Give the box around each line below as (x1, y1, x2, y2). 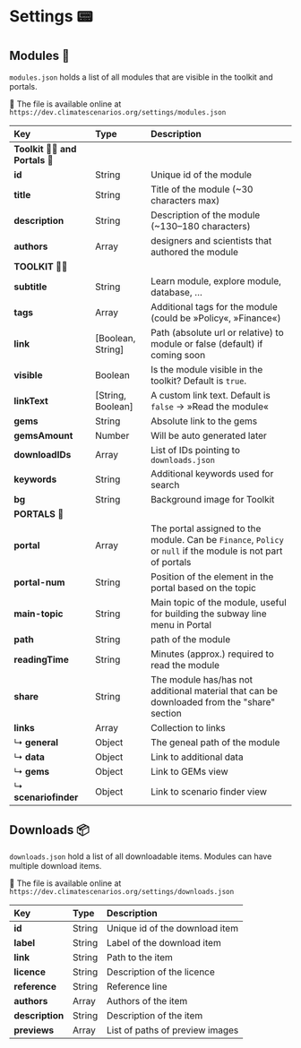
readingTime (13, 654, 69, 666)
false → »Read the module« (150, 400, 269, 412)
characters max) (150, 194, 220, 206)
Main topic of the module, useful (150, 597, 287, 608)
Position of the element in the (150, 571, 274, 582)
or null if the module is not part (150, 545, 283, 557)
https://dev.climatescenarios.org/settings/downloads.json (9, 887, 235, 896)
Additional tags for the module (150, 301, 278, 313)
